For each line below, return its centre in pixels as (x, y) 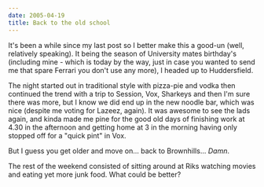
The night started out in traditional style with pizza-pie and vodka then (122, 85)
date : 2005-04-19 (37, 15)
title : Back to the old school (59, 23)
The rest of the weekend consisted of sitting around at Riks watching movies (132, 166)
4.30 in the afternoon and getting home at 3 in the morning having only (123, 127)
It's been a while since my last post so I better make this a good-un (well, (126, 45)
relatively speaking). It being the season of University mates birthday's (123, 53)
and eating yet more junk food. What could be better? (95, 174)
